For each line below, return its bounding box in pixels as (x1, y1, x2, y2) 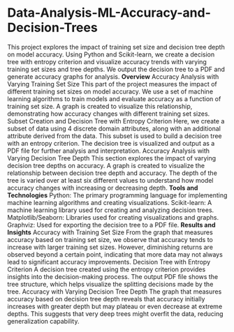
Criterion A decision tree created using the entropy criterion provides (7, 265, 206, 273)
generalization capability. (7, 317, 80, 325)
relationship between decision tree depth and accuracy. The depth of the (7, 169, 218, 177)
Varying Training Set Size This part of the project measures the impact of (7, 80, 218, 88)
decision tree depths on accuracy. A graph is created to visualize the (7, 161, 205, 169)
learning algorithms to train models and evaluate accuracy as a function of (7, 94, 221, 103)
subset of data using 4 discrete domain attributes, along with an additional (7, 124, 221, 133)
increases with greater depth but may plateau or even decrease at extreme (7, 302, 223, 310)
